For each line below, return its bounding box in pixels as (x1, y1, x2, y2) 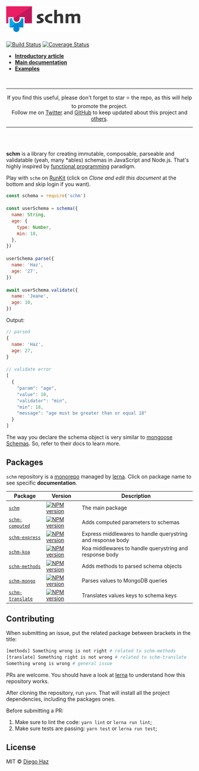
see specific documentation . (6, 479, 78, 486)
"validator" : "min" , (17, 398, 68, 404)
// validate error (6, 366, 52, 373)
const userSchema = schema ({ (6, 206, 78, 212)
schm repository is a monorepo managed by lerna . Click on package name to (6, 473, 191, 480)
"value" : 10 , (17, 391, 49, 398)
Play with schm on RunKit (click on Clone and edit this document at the (6, 174, 176, 181)
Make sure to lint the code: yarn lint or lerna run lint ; (14, 719, 152, 726)
